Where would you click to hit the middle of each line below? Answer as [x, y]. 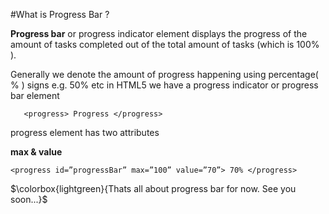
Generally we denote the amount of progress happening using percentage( [164, 74]
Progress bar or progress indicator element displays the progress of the [159, 33]
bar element [35, 95]
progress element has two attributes [85, 132]
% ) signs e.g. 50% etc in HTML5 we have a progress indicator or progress [164, 85]
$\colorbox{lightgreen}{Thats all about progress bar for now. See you [153, 188]
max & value [36, 152]
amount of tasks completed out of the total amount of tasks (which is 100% [165, 44]
